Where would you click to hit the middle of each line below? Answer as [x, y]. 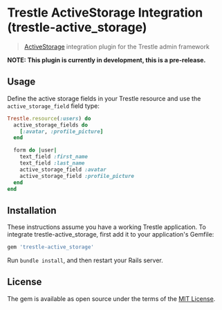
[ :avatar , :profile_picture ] [62, 131]
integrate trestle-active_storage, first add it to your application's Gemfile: [111, 235]
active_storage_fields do [51, 125]
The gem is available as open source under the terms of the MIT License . [111, 298]
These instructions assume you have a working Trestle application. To [107, 227]
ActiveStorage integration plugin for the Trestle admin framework [117, 46]
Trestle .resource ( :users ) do [49, 118]
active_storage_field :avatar [63, 170]
